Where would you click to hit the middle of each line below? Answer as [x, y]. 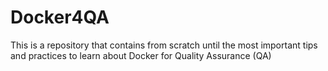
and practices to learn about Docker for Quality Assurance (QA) [141, 55]
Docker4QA [60, 17]
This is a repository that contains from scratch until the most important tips [164, 45]
